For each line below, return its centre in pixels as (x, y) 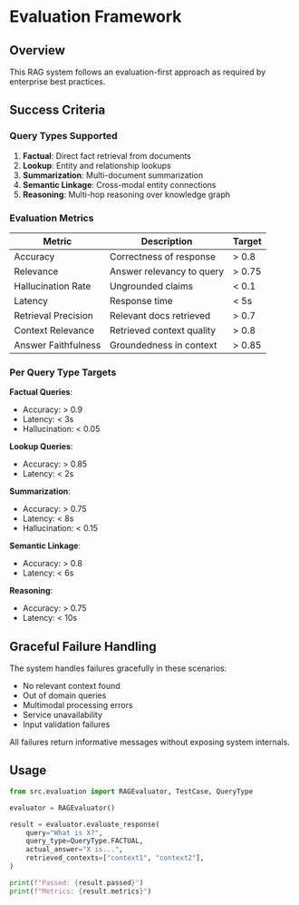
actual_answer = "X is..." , (75, 850)
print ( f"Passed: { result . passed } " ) (77, 882)
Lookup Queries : (41, 447)
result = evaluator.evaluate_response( (85, 824)
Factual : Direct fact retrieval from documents (107, 155)
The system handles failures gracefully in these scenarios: (118, 668)
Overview (38, 50)
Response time (141, 300)
